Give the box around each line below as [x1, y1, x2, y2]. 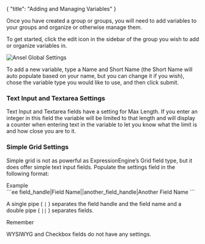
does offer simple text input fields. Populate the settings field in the [6, 163, 176, 170]
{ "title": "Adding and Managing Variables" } [6, 6, 116, 12]
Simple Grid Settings [6, 143, 69, 151]
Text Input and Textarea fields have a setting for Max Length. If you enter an [6, 108, 198, 115]
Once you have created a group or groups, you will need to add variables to [6, 17, 197, 24]
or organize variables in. [6, 42, 67, 49]
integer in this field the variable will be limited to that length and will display [6, 115, 196, 122]
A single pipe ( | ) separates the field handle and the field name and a [6, 200, 182, 207]
